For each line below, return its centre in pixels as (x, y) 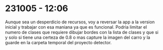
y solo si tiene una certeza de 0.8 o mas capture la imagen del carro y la (78, 37)
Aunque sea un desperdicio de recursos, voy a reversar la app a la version (80, 22)
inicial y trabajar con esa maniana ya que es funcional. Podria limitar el (76, 27)
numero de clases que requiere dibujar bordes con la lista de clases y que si (82, 32)
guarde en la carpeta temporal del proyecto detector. (58, 42)
